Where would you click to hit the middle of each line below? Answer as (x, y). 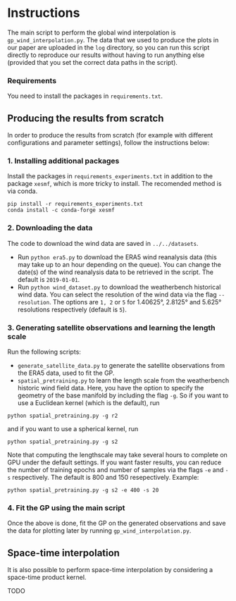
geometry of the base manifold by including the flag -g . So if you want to (123, 395)
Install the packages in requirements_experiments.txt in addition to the (110, 176)
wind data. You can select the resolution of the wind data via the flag (117, 295)
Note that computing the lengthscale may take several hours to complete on (117, 454)
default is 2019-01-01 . (49, 279)
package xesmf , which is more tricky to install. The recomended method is (114, 184)
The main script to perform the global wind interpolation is (92, 32)
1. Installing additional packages (63, 161)
